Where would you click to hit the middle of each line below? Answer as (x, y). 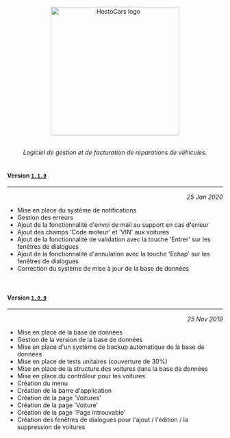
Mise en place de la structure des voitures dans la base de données (112, 369)
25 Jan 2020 (205, 197)
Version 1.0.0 (27, 297)
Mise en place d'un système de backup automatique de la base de (111, 347)
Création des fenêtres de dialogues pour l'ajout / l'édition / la (102, 420)
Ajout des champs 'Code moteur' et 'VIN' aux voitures (93, 232)
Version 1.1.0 (27, 175)
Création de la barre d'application (64, 391)
